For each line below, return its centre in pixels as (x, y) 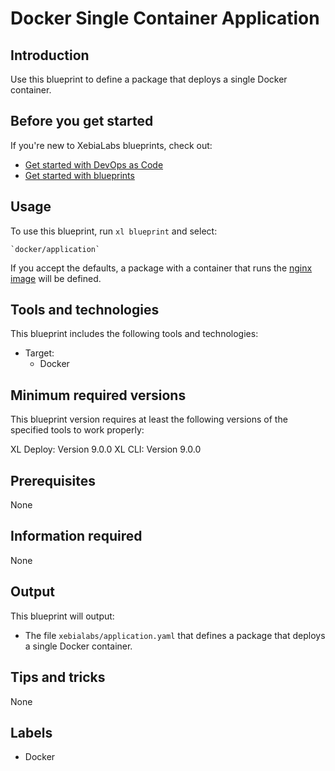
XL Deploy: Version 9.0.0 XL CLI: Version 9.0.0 (106, 449)
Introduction (50, 55)
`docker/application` (55, 249)
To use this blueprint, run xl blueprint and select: (114, 231)
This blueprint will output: (62, 616)
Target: (39, 353)
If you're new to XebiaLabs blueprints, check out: (111, 145)
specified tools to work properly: (77, 430)
